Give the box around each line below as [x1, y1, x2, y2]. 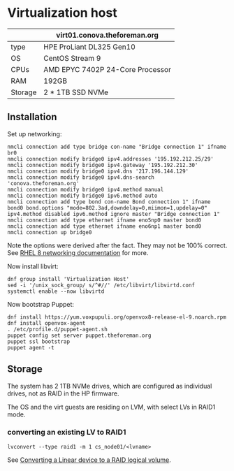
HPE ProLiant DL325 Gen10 [43, 42, 136, 52]
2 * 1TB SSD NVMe [43, 87, 109, 97]
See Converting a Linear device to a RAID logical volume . [7, 456, 171, 464]
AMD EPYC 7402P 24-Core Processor [43, 64, 171, 74]
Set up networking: [7, 129, 62, 138]
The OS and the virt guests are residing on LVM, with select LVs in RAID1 [7, 403, 216, 411]
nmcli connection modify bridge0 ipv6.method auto [7, 192, 158, 199]
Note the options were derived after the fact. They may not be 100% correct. [7, 241, 228, 249]
